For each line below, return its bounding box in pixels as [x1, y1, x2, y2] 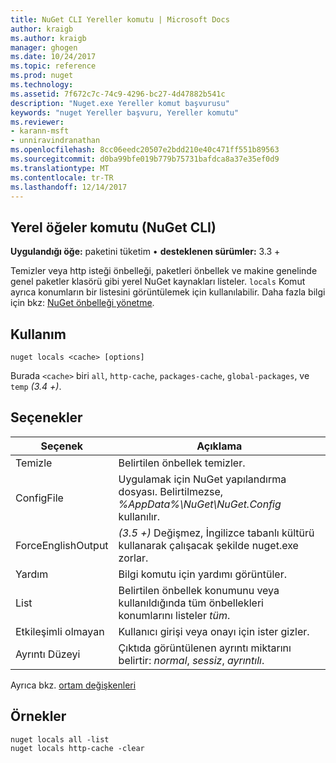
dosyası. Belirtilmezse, [118, 484, 224, 498]
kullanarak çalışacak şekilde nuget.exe [118, 538, 299, 552]
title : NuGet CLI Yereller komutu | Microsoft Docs [10, 14, 230, 25]
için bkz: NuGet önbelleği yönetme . [10, 297, 155, 309]
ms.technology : [10, 80, 74, 90]
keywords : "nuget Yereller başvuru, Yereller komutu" [10, 107, 240, 118]
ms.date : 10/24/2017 [10, 52, 97, 62]
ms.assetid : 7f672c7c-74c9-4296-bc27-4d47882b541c [10, 89, 226, 99]
